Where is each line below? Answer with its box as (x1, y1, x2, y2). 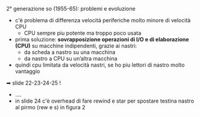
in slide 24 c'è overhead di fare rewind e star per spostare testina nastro (14, 97, 195, 104)
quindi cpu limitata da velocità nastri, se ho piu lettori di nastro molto (14, 61, 185, 68)
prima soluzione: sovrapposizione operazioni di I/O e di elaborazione (14, 36, 189, 43)
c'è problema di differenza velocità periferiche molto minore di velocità (14, 17, 191, 23)
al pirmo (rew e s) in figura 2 (14, 104, 86, 110)
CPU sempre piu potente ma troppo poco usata (23, 29, 142, 37)
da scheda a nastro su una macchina (23, 49, 116, 56)
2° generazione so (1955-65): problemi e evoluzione (6, 5, 136, 12)
